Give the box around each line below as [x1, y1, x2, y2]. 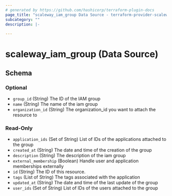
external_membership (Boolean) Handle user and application [12, 158, 139, 164]
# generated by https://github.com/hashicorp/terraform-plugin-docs [5, 7, 155, 13]
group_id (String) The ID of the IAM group [12, 95, 101, 102]
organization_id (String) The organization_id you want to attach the [12, 107, 156, 112]
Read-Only [5, 125, 33, 132]
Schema [5, 68, 32, 77]
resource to [12, 112, 37, 118]
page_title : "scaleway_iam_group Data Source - [5, 12, 109, 17]
